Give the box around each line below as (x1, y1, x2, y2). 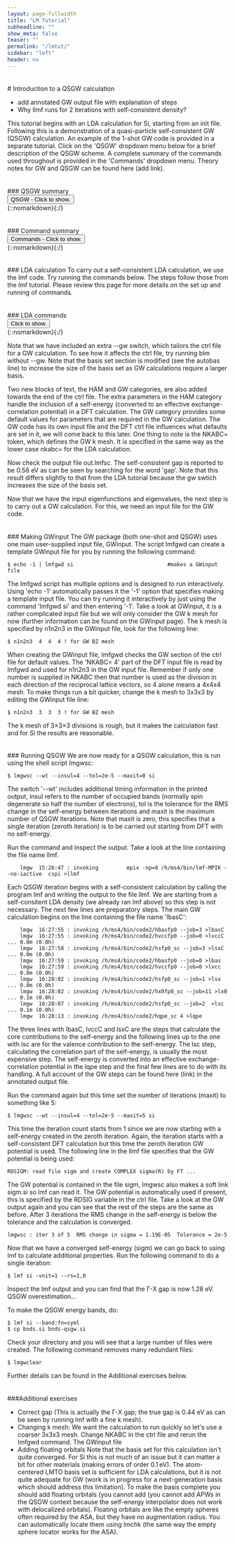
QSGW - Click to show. (11, 196, 71, 204)
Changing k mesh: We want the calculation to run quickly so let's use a (17, 1423, 222, 1431)
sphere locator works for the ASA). (17, 1528, 119, 1536)
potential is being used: (7, 1154, 75, 1163)
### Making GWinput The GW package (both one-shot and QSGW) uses (7, 532, 217, 541)
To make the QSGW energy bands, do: (7, 1306, 119, 1314)
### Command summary (7, 226, 79, 235)
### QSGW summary (7, 187, 69, 196)
